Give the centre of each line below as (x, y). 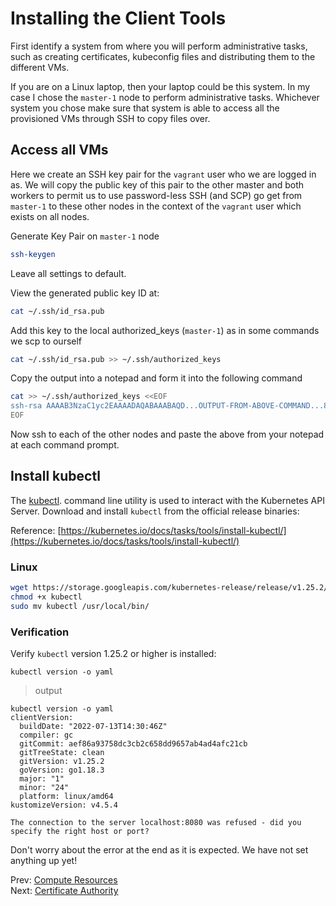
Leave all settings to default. (68, 273)
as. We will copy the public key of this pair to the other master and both (157, 184)
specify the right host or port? (80, 832)
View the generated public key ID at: (85, 293)
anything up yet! (44, 861)
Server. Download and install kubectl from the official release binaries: (155, 511)
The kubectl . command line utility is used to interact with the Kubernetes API (167, 500)
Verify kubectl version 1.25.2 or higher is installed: (113, 654)
